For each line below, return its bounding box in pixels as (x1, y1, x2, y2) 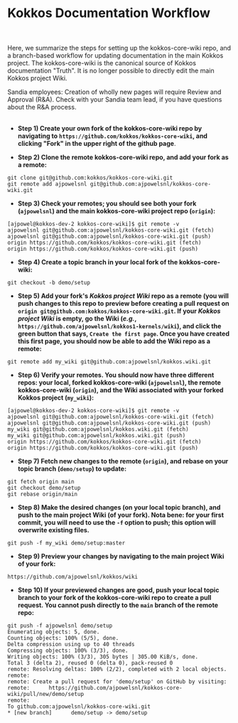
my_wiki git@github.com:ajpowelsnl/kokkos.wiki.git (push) (7, 432, 186, 439)
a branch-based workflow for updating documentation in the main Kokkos (7, 51, 224, 60)
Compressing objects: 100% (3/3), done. (7, 647, 129, 654)
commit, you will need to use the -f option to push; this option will (17, 518, 216, 527)
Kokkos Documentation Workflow (7, 5, 211, 21)
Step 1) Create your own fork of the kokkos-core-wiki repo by (17, 124, 202, 132)
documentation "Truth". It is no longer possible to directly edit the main (7, 66, 215, 75)
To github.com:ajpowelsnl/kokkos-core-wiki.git (7, 702, 151, 710)
